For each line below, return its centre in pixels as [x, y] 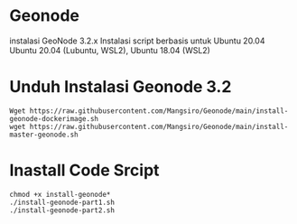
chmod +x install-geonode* [60, 194]
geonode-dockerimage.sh [54, 118]
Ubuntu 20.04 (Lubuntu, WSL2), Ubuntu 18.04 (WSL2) [110, 50]
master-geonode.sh [44, 135]
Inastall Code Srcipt [84, 170]
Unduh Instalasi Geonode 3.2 [121, 87]
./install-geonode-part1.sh [62, 202]
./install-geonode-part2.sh [62, 210]
